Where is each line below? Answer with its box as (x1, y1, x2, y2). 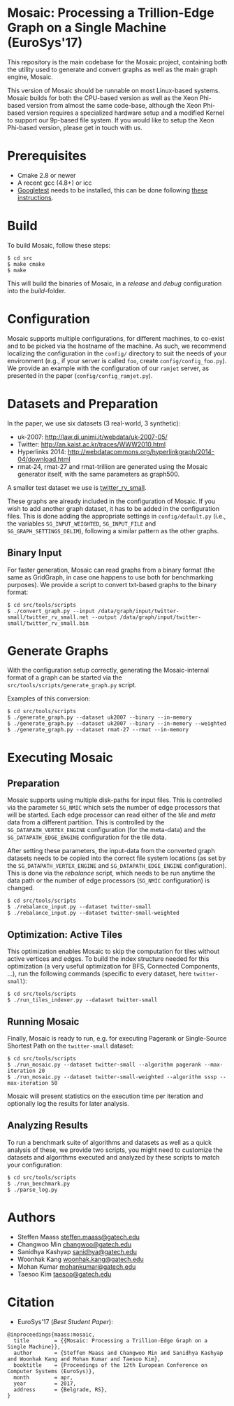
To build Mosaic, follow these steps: (7, 241, 111, 249)
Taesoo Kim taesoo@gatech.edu (17, 1270, 112, 1278)
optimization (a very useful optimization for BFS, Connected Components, (7, 962, 220, 971)
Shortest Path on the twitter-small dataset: (7, 1041, 134, 1050)
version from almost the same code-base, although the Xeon (27, 101, 202, 109)
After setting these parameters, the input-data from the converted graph (7, 847, 215, 855)
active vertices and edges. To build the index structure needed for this (7, 955, 210, 963)
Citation (7, 1295, 54, 1310)
